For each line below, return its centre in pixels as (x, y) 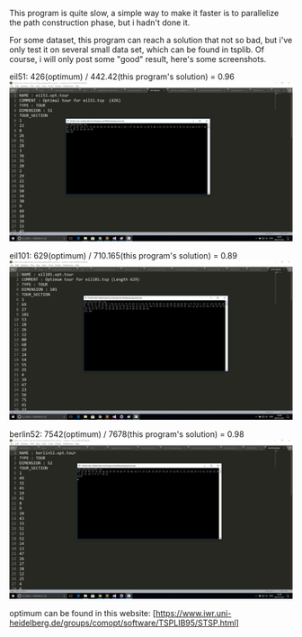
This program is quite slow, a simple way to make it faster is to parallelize (144, 13)
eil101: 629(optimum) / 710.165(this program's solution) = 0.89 (124, 255)
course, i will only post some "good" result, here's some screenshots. (138, 59)
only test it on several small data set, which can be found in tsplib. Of (137, 50)
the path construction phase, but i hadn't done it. (100, 23)
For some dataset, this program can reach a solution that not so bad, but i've (151, 40)
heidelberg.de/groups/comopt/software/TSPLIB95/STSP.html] (124, 623)
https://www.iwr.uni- (194, 613)
